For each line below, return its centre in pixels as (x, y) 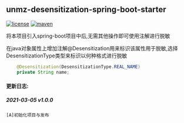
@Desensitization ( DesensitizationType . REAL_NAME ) (79, 67)
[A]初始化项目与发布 (28, 115)
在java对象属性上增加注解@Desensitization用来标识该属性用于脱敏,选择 (92, 48)
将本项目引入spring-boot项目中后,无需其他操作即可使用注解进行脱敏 (88, 36)
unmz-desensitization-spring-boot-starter (86, 10)
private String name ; (43, 72)
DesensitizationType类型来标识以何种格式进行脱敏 (67, 56)
